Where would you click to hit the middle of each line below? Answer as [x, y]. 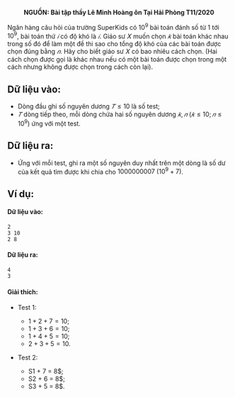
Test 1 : [27, 308]
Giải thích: [23, 291]
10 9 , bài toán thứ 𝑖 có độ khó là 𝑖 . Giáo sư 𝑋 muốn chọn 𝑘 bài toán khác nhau [118, 35]
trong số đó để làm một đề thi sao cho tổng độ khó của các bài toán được [114, 44]
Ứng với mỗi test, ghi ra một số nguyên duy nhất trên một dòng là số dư [121, 163]
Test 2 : [28, 358]
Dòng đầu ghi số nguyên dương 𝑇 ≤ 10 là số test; [89, 106]
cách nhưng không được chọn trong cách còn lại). [80, 67]
